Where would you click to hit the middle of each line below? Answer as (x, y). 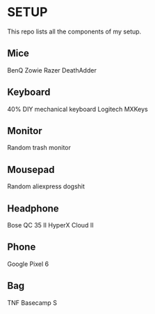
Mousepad (31, 169)
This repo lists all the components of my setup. (74, 31)
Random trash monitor (39, 148)
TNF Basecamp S (32, 302)
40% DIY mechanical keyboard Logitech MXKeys (77, 109)
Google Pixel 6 (28, 264)
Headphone (33, 208)
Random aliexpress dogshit (46, 186)
